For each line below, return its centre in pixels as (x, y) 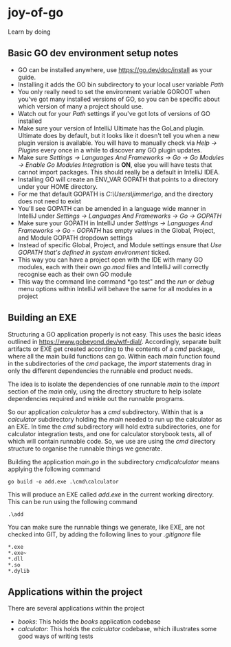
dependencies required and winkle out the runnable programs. (96, 398)
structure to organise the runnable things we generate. (85, 449)
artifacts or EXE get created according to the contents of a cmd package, (111, 349)
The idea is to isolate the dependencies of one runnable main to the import (113, 384)
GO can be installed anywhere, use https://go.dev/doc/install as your (115, 69)
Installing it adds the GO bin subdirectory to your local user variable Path (121, 84)
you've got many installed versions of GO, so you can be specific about (119, 99)
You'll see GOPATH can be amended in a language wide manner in (112, 208)
